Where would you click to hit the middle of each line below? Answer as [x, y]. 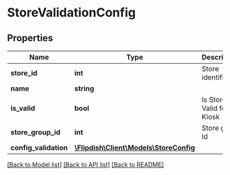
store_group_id [36, 132]
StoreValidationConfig [72, 13]
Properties [30, 38]
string [84, 89]
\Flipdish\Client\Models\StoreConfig [135, 148]
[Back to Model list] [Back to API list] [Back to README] [86, 165]
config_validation [39, 148]
